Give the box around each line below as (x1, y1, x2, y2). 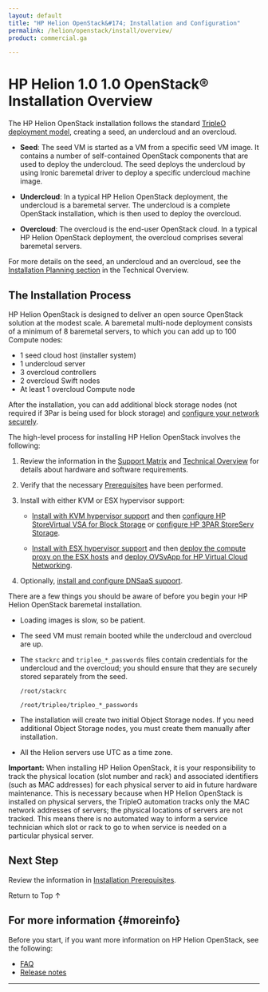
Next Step (8, 854, 59, 868)
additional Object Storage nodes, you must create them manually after (19, 724, 251, 733)
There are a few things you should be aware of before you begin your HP (8, 591, 248, 601)
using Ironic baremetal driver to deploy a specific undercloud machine (19, 168, 251, 178)
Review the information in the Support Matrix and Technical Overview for (19, 456, 259, 465)
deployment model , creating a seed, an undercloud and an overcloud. (8, 127, 237, 136)
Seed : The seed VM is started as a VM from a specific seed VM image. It (19, 143, 259, 152)
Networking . (31, 560, 73, 570)
